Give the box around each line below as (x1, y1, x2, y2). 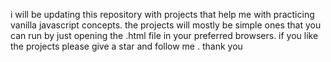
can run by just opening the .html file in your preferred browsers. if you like (10, 30, 319, 41)
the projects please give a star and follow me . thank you (10, 40, 243, 52)
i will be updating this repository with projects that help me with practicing (10, 9, 315, 20)
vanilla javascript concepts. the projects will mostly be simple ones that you (10, 19, 322, 31)
